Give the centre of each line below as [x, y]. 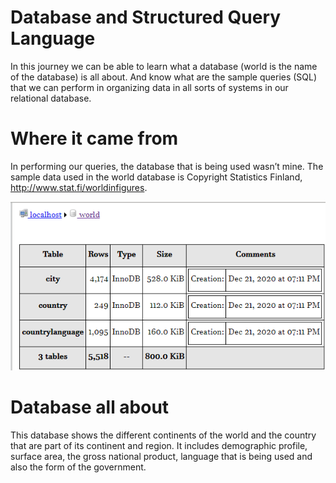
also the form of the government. [78, 467]
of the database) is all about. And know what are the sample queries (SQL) [164, 77]
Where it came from [94, 138]
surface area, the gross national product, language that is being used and [161, 456]
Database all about [90, 407]
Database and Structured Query [146, 17]
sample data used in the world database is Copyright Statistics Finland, [156, 177]
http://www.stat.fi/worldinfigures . [79, 187]
